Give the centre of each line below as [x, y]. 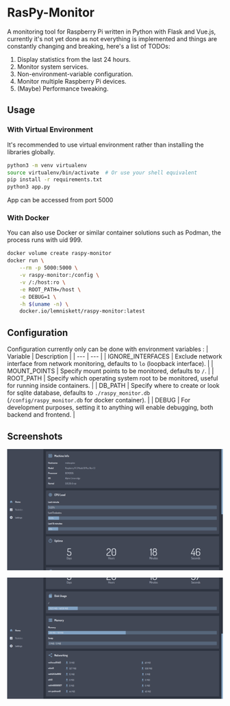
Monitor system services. [53, 66]
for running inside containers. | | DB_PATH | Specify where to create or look [114, 386]
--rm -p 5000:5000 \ [49, 268]
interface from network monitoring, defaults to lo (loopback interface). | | [110, 364]
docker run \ [26, 261]
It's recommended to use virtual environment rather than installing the [105, 145]
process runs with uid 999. [45, 240]
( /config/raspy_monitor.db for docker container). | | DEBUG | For [99, 400]
